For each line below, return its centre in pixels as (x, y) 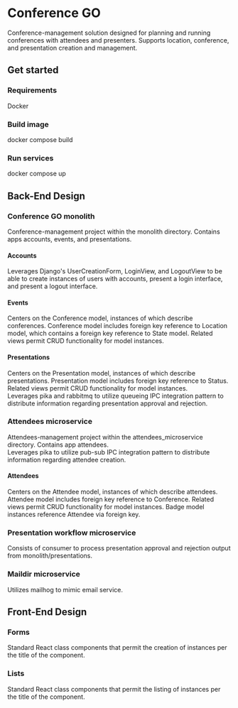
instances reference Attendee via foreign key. (74, 514)
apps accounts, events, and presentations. (70, 239)
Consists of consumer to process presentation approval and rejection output (119, 548)
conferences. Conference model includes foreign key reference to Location (118, 326)
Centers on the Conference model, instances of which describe (100, 318)
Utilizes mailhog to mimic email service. (65, 589)
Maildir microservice (44, 574)
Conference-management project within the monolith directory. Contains (114, 232)
